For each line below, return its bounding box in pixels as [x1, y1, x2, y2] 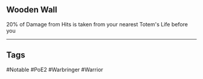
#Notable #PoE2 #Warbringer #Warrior [6, 66, 104, 73]
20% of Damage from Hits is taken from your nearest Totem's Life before [6, 20, 188, 28]
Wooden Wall [6, 5, 57, 15]
